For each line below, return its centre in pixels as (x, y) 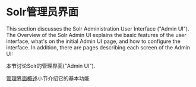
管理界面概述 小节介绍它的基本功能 (48, 78)
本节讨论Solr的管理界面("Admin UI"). (51, 66)
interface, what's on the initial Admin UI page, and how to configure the (94, 41)
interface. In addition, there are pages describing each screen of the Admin (98, 47)
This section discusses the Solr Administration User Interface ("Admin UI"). (98, 29)
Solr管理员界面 (42, 12)
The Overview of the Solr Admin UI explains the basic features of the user (97, 35)
